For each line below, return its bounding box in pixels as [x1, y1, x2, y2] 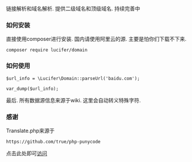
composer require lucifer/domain [6, 47, 88, 53]
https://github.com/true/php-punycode [6, 139, 101, 144]
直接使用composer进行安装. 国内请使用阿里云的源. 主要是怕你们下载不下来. [6, 36, 187, 43]
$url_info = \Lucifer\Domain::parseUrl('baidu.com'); [6, 75, 140, 81]
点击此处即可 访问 [6, 150, 47, 157]
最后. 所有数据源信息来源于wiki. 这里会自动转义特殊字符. [6, 96, 141, 104]
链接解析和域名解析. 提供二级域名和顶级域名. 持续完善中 [6, 5, 140, 12]
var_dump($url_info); [6, 85, 59, 92]
